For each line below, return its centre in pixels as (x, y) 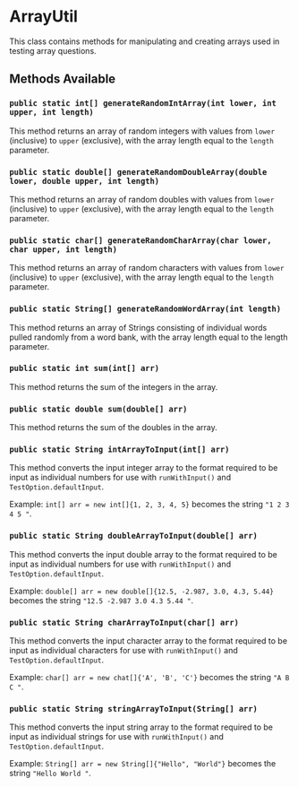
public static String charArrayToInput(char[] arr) (124, 622)
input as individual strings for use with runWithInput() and (116, 737)
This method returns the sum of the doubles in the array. (113, 428)
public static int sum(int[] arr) (84, 368)
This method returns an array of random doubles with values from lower (142, 199)
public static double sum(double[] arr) (98, 409)
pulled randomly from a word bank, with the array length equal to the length (149, 337)
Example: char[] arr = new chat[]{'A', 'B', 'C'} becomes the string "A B (149, 677)
